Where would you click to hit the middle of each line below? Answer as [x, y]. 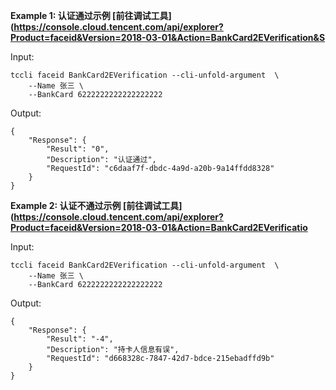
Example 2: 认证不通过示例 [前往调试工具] [96, 205]
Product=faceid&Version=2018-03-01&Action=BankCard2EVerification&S [168, 37]
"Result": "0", [78, 149]
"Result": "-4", [80, 339]
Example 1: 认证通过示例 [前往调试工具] [91, 15]
